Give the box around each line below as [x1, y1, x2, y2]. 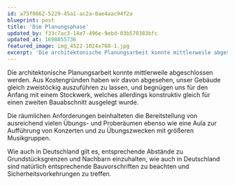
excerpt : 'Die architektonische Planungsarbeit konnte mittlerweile [7, 50, 211, 57]
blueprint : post [7, 17, 55, 24]
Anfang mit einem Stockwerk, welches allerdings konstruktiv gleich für [7, 90, 211, 98]
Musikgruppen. [7, 133, 51, 142]
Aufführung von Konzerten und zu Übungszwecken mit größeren [7, 126, 194, 135]
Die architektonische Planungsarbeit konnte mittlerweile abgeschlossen [7, 68, 213, 77]
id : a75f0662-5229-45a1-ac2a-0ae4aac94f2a [7, 10, 133, 17]
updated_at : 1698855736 [7, 36, 77, 43]
